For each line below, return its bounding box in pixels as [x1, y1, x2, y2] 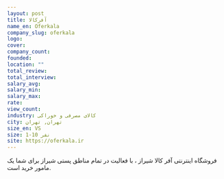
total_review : [7, 67, 48, 74]
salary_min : [7, 86, 41, 93]
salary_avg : [7, 80, 41, 87]
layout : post [7, 10, 45, 17]
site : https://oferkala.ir [7, 138, 84, 145]
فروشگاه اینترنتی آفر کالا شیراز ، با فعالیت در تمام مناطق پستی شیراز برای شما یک [7, 156, 217, 165]
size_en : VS [7, 125, 41, 132]
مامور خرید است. [7, 164, 51, 172]
